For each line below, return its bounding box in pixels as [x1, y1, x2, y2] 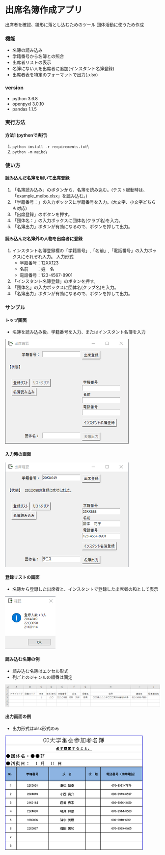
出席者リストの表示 [12, 59, 52, 65]
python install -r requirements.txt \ [12, 143, 89, 149]
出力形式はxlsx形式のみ [12, 725, 59, 731]
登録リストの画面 [5, 574, 40, 580]
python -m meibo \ [12, 148, 48, 155]
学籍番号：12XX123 [19, 260, 59, 266]
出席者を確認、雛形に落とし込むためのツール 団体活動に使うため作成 [5, 22, 144, 28]
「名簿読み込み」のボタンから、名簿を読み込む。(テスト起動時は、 [12, 187, 147, 193]
